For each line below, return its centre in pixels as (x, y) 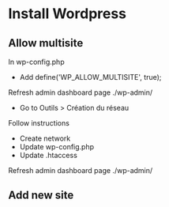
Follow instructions (39, 123)
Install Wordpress (68, 14)
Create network (45, 138)
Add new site (41, 196)
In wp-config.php (36, 62)
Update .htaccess (48, 155)
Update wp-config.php (57, 147)
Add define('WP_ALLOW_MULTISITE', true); (90, 77)
